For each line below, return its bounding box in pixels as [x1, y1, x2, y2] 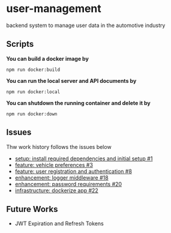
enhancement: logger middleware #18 [14, 174, 109, 181]
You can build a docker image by [6, 55, 89, 62]
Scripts [6, 39, 34, 49]
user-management [6, 2, 102, 16]
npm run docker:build [6, 67, 61, 73]
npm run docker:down [6, 110, 58, 117]
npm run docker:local [6, 89, 61, 95]
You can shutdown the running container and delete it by [6, 99, 151, 106]
